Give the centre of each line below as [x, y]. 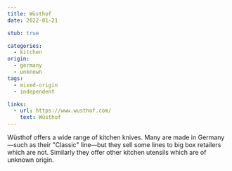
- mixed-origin [36, 85]
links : [17, 104]
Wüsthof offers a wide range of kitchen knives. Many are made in [102, 137]
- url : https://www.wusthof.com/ [63, 111]
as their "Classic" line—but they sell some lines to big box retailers [125, 145]
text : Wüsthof [40, 118]
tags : [15, 78]
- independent [34, 91]
